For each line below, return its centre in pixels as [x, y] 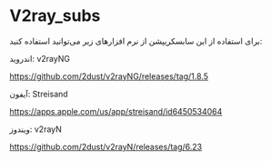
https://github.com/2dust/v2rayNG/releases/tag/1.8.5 [109, 76]
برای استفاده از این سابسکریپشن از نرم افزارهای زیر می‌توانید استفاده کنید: [136, 41]
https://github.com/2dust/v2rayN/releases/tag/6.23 [106, 146]
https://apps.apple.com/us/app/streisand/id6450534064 [116, 111]
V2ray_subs [55, 16]
